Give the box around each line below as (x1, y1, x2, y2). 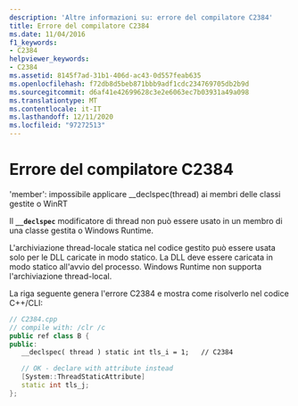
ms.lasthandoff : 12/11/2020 (9, 112, 114, 121)
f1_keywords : (9, 37, 58, 47)
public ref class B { (9, 331, 90, 340)
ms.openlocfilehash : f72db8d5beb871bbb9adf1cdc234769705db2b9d (9, 79, 250, 88)
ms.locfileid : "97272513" (9, 121, 105, 130)
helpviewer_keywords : (9, 54, 90, 63)
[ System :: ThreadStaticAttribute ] (21, 372, 145, 382)
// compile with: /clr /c (9, 323, 105, 332)
